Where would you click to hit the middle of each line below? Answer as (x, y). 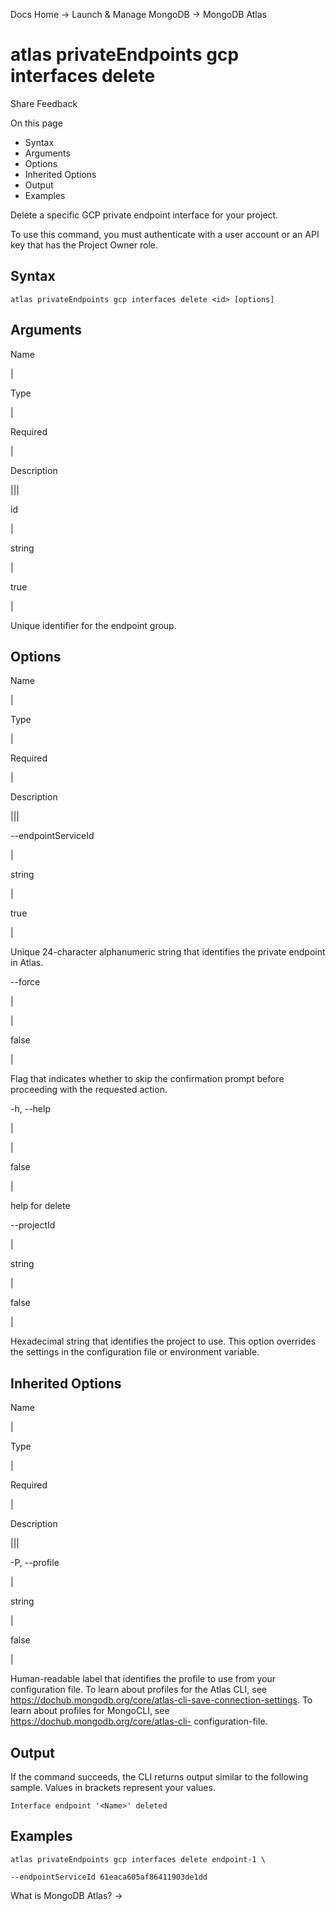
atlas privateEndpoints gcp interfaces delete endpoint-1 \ (138, 1859)
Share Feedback (44, 103)
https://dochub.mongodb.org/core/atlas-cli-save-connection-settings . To (161, 1700)
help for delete (40, 1206)
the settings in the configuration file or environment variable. (135, 1352)
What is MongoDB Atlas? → (66, 1895)
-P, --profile (35, 1563)
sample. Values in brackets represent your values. (113, 1787)
